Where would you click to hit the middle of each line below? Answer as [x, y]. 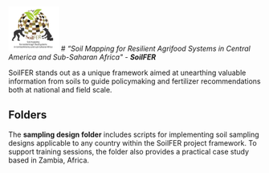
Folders [28, 115]
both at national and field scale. [60, 89]
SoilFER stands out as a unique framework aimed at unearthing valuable [127, 72]
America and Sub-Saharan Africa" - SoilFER [82, 57]
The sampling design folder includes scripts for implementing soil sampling [134, 134]
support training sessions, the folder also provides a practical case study [129, 151]
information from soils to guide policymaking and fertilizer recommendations [134, 81]
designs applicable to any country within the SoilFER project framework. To [132, 142]
